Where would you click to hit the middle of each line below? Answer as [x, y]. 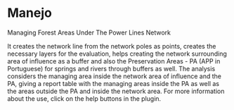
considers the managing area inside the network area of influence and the [114, 76]
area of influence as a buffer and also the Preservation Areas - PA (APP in [114, 61]
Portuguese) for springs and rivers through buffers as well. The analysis [111, 68]
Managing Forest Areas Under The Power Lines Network [89, 32]
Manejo [30, 13]
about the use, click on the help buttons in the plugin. [84, 98]
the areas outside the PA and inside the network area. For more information [116, 91]
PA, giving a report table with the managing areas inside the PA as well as [113, 83]
